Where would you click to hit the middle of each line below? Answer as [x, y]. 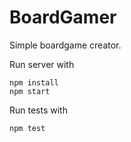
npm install [34, 82]
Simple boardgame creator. [65, 45]
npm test [27, 128]
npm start [30, 91]
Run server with [42, 64]
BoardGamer [63, 17]
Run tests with [38, 110]
